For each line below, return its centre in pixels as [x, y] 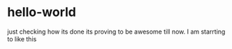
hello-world [42, 12]
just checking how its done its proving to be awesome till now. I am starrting [116, 31]
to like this [22, 38]
